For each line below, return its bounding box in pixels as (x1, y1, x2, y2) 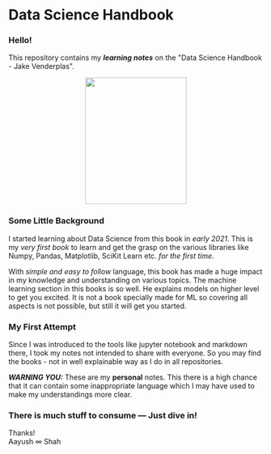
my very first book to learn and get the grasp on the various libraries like (8, 242, 249, 252)
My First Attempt (8, 321, 77, 333)
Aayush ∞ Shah (8, 437, 61, 447)
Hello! (8, 35, 32, 46)
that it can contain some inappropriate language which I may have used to (8, 381, 255, 391)
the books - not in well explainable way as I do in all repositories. (8, 357, 224, 367)
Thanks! (8, 428, 36, 438)
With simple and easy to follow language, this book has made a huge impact (8, 266, 263, 276)
